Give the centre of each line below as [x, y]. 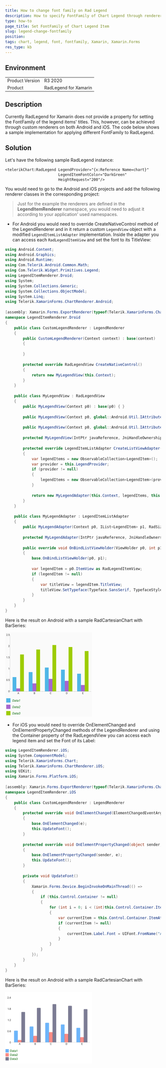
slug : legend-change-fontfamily [38, 32]
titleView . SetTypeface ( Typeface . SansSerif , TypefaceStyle [101, 590]
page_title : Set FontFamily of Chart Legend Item [57, 26]
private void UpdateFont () [51, 876]
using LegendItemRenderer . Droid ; [40, 276]
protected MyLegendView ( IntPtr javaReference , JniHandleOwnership [93, 438]
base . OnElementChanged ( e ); [59, 824]
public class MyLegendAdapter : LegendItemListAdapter [72, 516]
